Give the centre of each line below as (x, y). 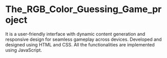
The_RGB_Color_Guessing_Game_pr (83, 9)
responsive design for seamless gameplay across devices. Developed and (84, 39)
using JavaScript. (24, 50)
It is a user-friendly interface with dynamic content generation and (75, 34)
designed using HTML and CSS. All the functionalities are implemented (80, 44)
